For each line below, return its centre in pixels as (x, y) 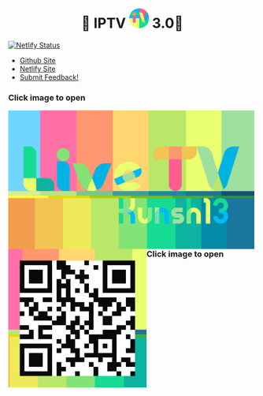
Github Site (38, 60)
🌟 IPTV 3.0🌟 (132, 23)
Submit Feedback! (49, 77)
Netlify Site (37, 69)
